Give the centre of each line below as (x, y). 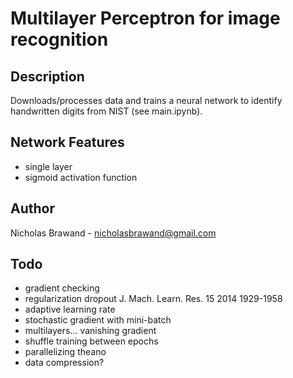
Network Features (67, 142)
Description (47, 76)
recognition (59, 39)
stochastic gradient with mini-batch (98, 320)
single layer (48, 166)
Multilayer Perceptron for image (145, 18)
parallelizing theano (65, 352)
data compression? (64, 363)
